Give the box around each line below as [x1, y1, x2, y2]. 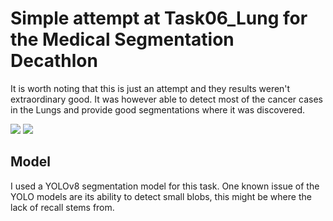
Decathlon [10, 50, 98, 72]
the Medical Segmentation [10, 28, 235, 51]
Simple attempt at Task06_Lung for [10, 7, 308, 30]
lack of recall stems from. [10, 201, 115, 213]
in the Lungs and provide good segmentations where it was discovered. [10, 103, 306, 116]
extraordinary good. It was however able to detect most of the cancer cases [10, 93, 323, 105]
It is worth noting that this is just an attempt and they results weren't [10, 82, 291, 94]
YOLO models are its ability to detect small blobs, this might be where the [10, 190, 312, 202]
